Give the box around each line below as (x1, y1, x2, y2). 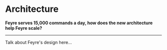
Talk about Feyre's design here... (5, 39, 72, 45)
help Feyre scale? (5, 25, 42, 31)
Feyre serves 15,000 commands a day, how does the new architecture (5, 20, 153, 26)
